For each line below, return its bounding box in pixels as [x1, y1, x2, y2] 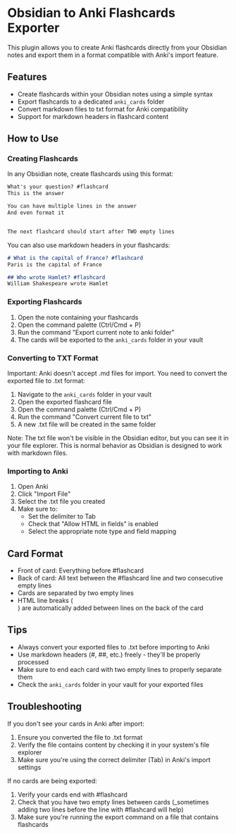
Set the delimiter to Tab [27, 512, 97, 521]
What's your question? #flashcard [7, 183, 109, 191]
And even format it [7, 209, 65, 216]
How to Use [7, 132, 59, 145]
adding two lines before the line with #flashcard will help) [17, 805, 185, 814]
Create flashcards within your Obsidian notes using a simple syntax [17, 89, 213, 98]
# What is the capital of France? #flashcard [7, 254, 143, 261]
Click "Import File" [17, 490, 71, 498]
